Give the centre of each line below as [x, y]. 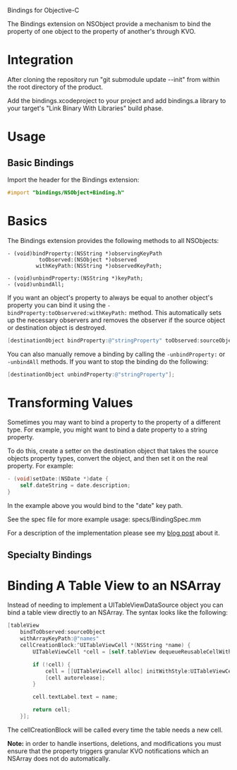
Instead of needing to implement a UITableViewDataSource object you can [115, 605]
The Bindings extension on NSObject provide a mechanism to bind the [109, 24]
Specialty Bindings [50, 555]
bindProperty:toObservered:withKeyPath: [68, 313]
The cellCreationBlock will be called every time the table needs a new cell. [115, 730]
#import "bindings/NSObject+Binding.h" [66, 192]
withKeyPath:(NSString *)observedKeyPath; [99, 266]
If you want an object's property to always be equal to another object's [110, 297]
